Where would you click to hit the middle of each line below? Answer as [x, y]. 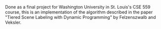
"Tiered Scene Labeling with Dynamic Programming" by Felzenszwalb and [80, 17]
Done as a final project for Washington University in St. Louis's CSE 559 [78, 7]
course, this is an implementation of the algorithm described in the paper [79, 12]
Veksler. [13, 22]
